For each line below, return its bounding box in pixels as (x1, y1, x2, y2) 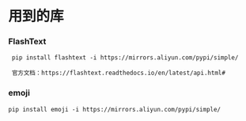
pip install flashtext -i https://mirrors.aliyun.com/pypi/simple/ (11, 54, 239, 62)
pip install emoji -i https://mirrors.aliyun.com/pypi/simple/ (8, 105, 221, 113)
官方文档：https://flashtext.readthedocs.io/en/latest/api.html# (11, 69, 225, 78)
